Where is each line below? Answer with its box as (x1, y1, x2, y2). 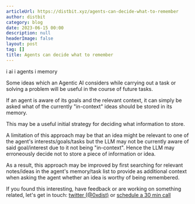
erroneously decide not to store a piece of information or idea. (6, 150, 156, 157)
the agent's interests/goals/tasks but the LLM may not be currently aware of (6, 138, 189, 145)
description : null (6, 30, 51, 36)
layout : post (6, 41, 38, 47)
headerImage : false (6, 36, 54, 41)
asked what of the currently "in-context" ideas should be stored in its (6, 103, 172, 110)
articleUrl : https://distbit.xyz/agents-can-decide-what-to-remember (6, 8, 179, 15)
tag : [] (6, 47, 25, 52)
